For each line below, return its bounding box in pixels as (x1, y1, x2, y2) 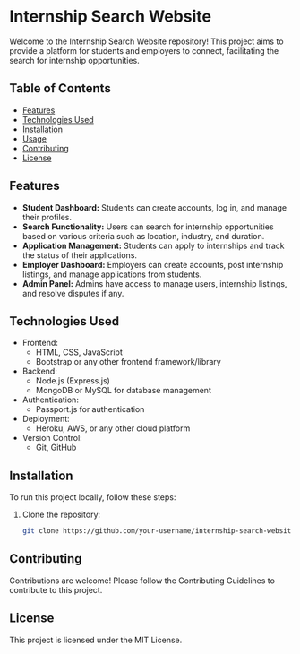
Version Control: (21, 433, 82, 443)
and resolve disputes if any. (21, 288, 124, 298)
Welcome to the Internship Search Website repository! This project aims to (9, 36, 284, 47)
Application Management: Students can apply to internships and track (21, 240, 285, 251)
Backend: (21, 366, 58, 377)
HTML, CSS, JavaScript (35, 347, 123, 357)
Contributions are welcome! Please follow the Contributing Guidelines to (9, 575, 276, 586)
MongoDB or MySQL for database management (35, 385, 212, 396)
